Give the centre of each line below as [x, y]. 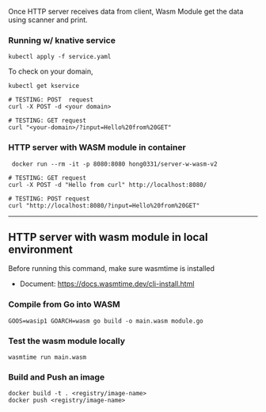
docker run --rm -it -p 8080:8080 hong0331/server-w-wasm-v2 [114, 164]
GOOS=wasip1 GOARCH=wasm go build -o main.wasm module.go [106, 321]
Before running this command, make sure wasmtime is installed [112, 269]
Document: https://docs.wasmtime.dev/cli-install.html [107, 284]
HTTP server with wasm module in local [108, 237]
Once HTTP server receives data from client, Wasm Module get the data [126, 11]
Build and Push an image [57, 377]
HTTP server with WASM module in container [97, 147]
